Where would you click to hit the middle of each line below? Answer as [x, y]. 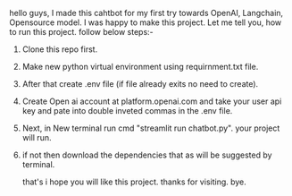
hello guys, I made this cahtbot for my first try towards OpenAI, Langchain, [146, 13]
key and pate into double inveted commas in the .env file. [127, 111]
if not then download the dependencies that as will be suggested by [147, 155]
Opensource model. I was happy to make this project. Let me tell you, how [146, 22]
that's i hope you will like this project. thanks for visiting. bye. [134, 182]
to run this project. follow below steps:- [81, 32]
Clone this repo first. [60, 49]
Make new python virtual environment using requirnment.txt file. [140, 67]
